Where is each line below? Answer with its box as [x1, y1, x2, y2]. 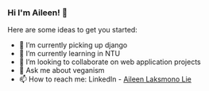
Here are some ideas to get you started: [7, 25, 138, 35]
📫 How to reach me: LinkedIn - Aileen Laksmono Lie [18, 74, 192, 84]
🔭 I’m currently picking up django [18, 40, 128, 50]
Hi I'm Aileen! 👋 [7, 7, 68, 18]
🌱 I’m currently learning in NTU [18, 49, 121, 59]
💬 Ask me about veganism [18, 66, 105, 75]
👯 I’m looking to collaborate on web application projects [18, 57, 201, 66]
